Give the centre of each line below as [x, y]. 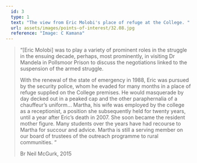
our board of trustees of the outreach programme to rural [89, 136]
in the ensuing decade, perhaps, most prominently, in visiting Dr [97, 56]
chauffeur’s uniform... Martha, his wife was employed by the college [102, 105]
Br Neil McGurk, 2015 [46, 154]
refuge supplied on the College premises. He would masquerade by [102, 93]
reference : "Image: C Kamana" [48, 33]
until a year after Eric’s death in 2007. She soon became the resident [103, 117]
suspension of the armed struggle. [62, 69]
